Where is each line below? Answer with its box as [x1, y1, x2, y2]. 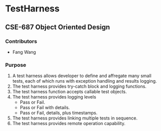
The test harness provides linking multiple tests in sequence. [12, 115, 138, 121]
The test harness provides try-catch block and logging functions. [12, 83, 146, 90]
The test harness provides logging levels [12, 94, 96, 100]
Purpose [5, 61, 26, 68]
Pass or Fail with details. [19, 105, 70, 111]
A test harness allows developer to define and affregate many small [12, 73, 151, 79]
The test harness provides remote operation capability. [12, 121, 126, 127]
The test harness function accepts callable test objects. [12, 89, 127, 95]
